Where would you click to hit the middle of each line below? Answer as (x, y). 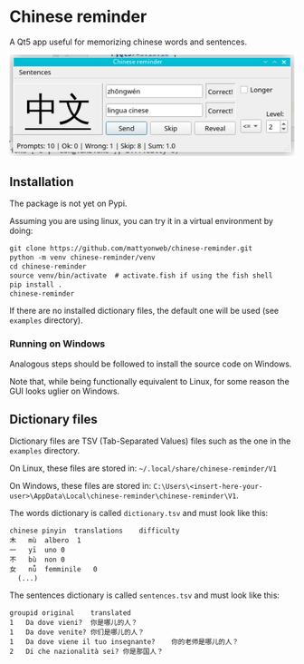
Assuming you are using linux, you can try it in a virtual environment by (142, 221)
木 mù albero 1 (45, 541)
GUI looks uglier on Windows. (65, 391)
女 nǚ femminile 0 (53, 570)
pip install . (36, 285)
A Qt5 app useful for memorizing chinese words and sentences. (128, 42)
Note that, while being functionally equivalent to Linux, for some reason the (149, 381)
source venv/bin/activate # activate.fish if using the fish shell (141, 276)
